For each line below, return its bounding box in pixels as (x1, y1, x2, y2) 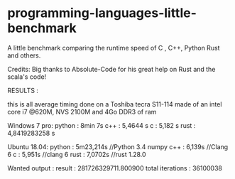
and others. (7, 51, 41, 60)
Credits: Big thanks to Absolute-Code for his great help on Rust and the (7, 65, 216, 73)
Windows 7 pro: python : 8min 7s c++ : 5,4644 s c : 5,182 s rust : (7, 121, 196, 129)
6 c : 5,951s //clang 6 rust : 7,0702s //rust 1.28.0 (7, 150, 147, 158)
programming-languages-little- (7, 5, 197, 21)
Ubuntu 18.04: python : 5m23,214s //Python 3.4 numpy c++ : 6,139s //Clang (7, 142, 229, 151)
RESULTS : (7, 86, 39, 94)
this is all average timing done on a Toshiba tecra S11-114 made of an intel (7, 99, 222, 108)
